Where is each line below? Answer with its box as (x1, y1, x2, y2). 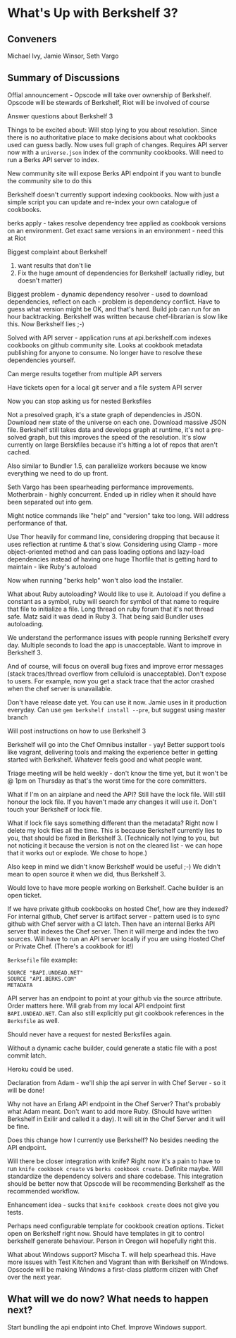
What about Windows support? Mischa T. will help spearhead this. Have (7, 1250, 216, 1258)
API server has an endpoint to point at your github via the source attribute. (7, 993, 223, 1002)
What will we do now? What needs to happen (7, 1293, 209, 1305)
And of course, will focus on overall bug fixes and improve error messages (7, 662, 224, 670)
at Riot (7, 234, 26, 242)
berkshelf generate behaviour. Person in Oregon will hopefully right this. (7, 1237, 216, 1245)
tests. (7, 1208, 23, 1216)
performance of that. (7, 519, 68, 527)
